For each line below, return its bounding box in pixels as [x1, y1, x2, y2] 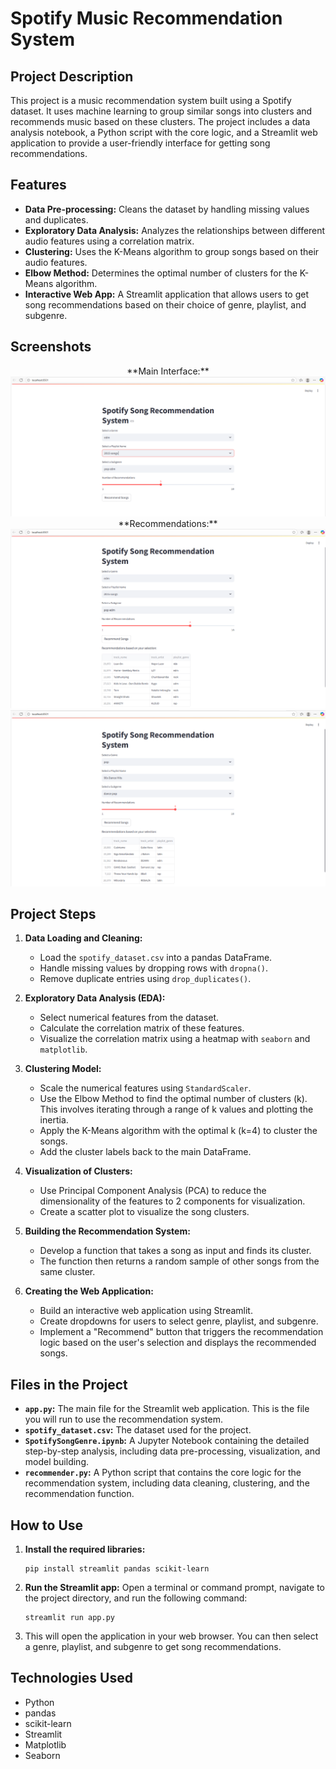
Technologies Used [10, 1670, 133, 1687]
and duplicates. [24, 213, 89, 226]
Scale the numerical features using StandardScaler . [39, 1082, 252, 1094]
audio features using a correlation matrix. [24, 235, 195, 247]
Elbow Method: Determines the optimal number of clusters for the [24, 267, 298, 279]
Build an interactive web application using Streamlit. [39, 1305, 253, 1317]
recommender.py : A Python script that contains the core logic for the [24, 1467, 302, 1479]
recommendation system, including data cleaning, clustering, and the [24, 1477, 310, 1489]
